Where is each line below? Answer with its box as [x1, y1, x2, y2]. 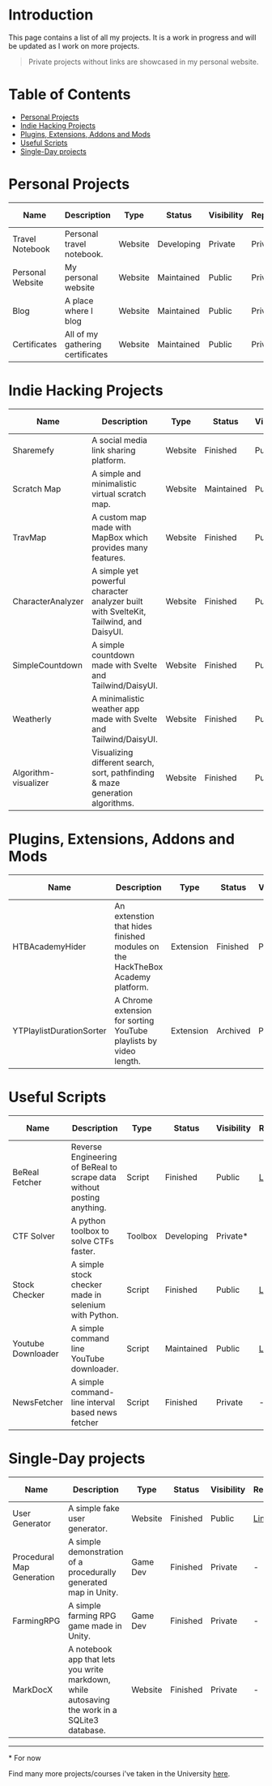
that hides [114, 921, 152, 932]
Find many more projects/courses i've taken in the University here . [8, 1768, 231, 1778]
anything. [70, 1202, 107, 1213]
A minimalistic [91, 693, 145, 704]
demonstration [67, 1546, 124, 1557]
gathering [64, 338, 102, 350]
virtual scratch [91, 488, 147, 500]
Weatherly [12, 713, 52, 724]
